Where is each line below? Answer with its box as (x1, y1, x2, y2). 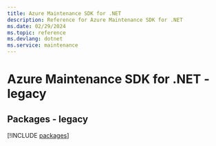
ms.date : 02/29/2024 (7, 23, 67, 29)
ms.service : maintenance (7, 42, 78, 49)
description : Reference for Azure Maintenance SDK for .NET (7, 16, 184, 23)
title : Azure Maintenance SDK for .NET (7, 10, 122, 17)
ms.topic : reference (7, 29, 67, 36)
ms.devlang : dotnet (7, 36, 63, 42)
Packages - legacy (7, 113, 88, 125)
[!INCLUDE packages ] (7, 132, 69, 139)
